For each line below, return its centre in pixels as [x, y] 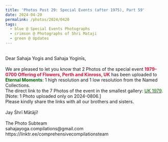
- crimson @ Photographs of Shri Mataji [53, 34]
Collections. [18, 85]
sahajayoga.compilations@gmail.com [44, 128]
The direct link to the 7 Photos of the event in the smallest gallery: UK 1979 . [84, 91]
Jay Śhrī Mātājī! [22, 112]
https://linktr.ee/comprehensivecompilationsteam [57, 134]
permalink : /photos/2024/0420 [38, 19]
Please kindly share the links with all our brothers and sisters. [70, 101]
